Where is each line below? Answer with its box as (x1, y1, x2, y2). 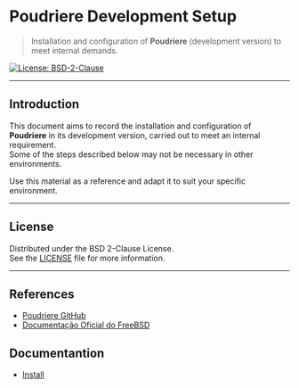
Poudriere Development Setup (9, 6, 238, 27)
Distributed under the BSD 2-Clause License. (9, 243, 174, 253)
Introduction (9, 96, 80, 112)
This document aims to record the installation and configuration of (9, 120, 252, 131)
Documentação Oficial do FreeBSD (21, 319, 150, 331)
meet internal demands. (30, 45, 118, 55)
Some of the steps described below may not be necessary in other (9, 149, 254, 160)
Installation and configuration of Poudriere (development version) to (30, 36, 282, 46)
